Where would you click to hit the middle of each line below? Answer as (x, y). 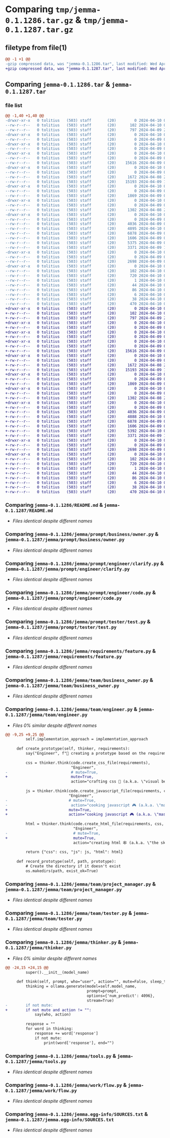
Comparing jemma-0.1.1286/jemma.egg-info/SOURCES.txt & (77, 1114)
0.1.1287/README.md (29, 511)
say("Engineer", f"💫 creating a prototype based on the (86, 754)
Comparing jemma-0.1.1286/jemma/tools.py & (61, 1056)
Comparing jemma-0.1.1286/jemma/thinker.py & (63, 942)
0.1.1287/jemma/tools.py (36, 1061)
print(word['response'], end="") (79, 1043)
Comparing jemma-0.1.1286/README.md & (54, 505)
